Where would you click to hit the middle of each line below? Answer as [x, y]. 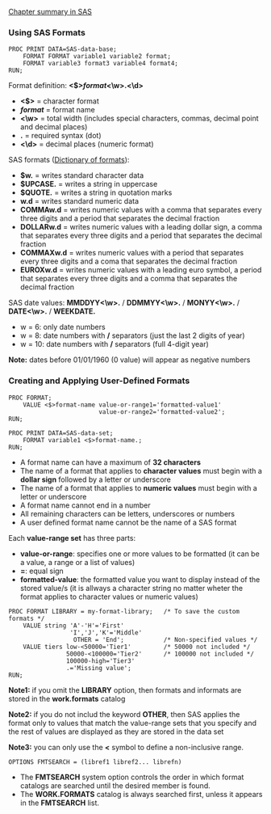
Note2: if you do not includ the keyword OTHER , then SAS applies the [124, 714]
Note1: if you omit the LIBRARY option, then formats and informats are [125, 690]
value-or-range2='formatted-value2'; [162, 411]
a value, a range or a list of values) [77, 562]
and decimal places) [54, 127]
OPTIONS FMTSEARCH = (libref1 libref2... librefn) [95, 762]
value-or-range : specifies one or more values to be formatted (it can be [140, 554]
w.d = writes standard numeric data [79, 201]
